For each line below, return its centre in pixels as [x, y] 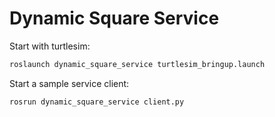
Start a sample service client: [69, 83]
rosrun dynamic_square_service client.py [97, 102]
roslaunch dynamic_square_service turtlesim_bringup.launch [137, 64]
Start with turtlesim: [50, 46]
